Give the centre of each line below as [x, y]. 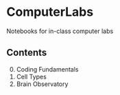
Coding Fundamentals [47, 69]
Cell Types [32, 76]
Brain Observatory [42, 84]
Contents [27, 53]
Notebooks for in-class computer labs [60, 31]
